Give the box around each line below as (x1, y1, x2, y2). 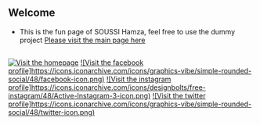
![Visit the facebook (80, 58, 144, 67)
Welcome (8, 6, 56, 20)
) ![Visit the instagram (101, 74, 172, 84)
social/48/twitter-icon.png (8, 108, 92, 117)
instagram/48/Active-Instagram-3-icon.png (8, 91, 149, 101)
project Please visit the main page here (19, 35, 146, 45)
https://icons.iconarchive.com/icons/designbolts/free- (31, 83, 206, 92)
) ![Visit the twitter (147, 91, 206, 101)
